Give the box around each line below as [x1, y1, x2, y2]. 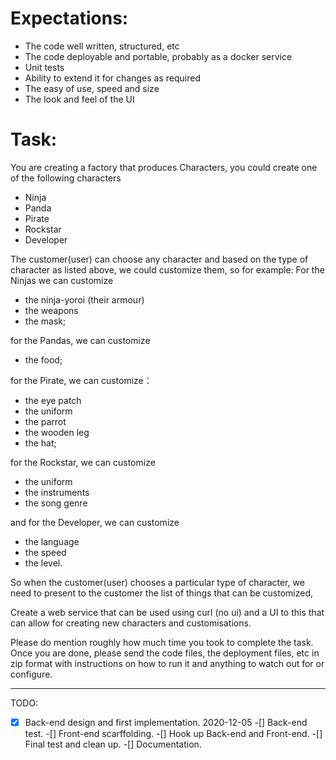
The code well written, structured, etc [24, 40, 180, 52]
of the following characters [10, 172, 122, 184]
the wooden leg [24, 426, 90, 438]
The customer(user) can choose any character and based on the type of [10, 253, 309, 265]
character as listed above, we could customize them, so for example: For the [10, 263, 325, 276]
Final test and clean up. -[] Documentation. [24, 738, 202, 750]
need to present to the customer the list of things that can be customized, [10, 587, 314, 599]
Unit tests [24, 61, 65, 73]
